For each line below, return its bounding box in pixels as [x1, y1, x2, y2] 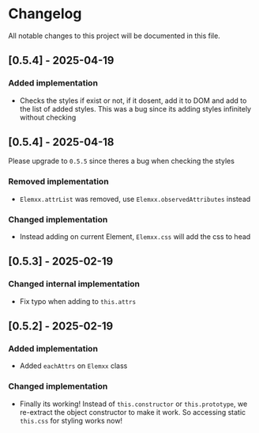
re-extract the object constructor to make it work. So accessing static [19, 407, 246, 416]
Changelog [8, 5, 82, 23]
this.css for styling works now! [19, 416, 123, 425]
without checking [19, 112, 77, 122]
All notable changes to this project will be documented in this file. [8, 31, 221, 40]
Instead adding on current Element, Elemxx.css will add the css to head [19, 232, 251, 241]
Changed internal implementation [8, 279, 141, 290]
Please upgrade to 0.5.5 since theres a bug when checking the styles [8, 156, 235, 166]
